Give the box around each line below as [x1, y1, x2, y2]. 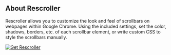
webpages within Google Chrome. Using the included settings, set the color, [5, 23, 167, 29]
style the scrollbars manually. [5, 34, 68, 40]
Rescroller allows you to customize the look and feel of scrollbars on [5, 17, 150, 24]
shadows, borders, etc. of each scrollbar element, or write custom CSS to [5, 28, 161, 35]
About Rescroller [5, 4, 61, 13]
